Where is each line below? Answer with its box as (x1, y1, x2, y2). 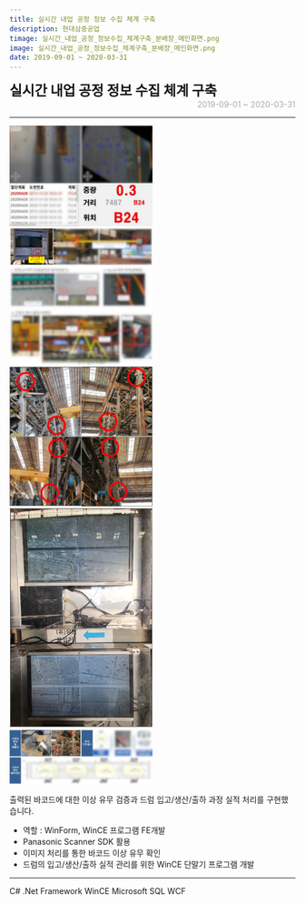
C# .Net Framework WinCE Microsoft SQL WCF (9, 885, 186, 896)
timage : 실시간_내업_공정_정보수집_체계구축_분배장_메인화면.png (9, 34, 220, 43)
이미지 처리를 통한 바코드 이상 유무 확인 (22, 847, 162, 859)
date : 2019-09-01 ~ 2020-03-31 (9, 53, 128, 63)
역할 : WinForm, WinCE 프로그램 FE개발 (22, 824, 166, 836)
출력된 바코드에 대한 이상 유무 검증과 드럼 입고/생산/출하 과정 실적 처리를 (9, 794, 265, 805)
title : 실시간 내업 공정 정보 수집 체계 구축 (9, 15, 156, 24)
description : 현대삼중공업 (9, 24, 100, 34)
